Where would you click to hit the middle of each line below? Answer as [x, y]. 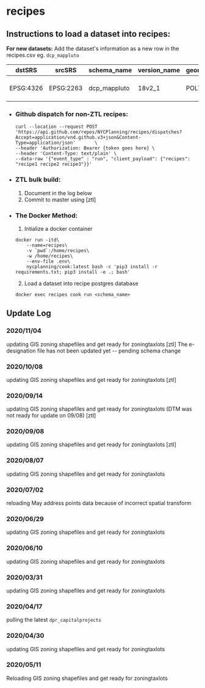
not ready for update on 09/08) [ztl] [51, 416]
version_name [159, 70]
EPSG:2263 [66, 88]
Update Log [29, 313]
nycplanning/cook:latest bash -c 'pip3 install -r [92, 267]
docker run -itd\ [37, 240]
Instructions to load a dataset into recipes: [88, 34]
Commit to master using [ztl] [60, 200]
